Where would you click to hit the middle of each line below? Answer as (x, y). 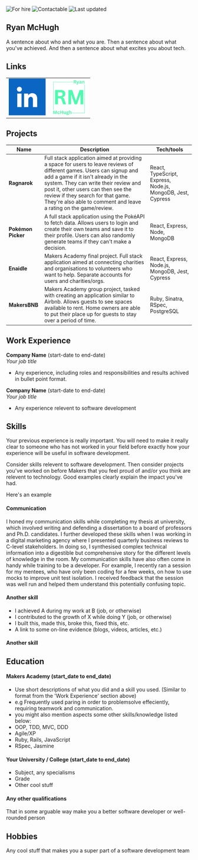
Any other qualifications (36, 798)
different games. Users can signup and (91, 170)
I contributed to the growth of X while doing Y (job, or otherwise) (93, 617)
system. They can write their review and (93, 183)
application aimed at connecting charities (94, 262)
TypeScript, (164, 173)
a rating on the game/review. (79, 208)
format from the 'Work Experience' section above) (75, 696)
